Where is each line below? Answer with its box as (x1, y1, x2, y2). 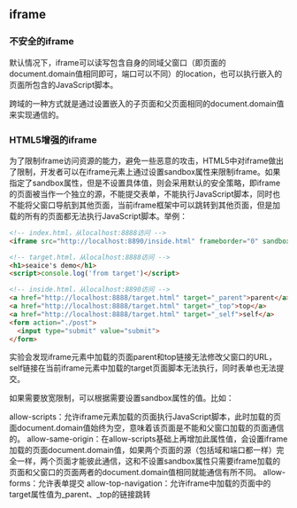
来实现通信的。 (9, 109, 64, 120)
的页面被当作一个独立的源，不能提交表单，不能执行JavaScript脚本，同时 (9, 188, 273, 199)
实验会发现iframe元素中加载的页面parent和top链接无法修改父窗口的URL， (9, 352, 277, 363)
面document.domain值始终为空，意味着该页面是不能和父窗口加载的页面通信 (9, 423, 285, 434)
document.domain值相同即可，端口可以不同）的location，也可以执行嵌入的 (9, 68, 283, 79)
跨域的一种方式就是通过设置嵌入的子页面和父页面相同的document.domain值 (9, 98, 285, 109)
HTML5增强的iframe (9, 133, 97, 145)
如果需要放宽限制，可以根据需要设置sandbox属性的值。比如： (9, 393, 234, 403)
